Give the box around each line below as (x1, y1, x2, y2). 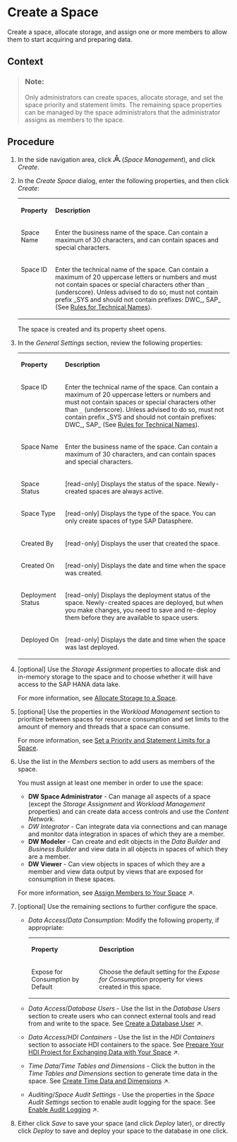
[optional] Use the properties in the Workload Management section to (17, 707, 221, 716)
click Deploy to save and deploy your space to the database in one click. (17, 1126, 229, 1135)
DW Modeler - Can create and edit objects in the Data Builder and (28, 837, 221, 845)
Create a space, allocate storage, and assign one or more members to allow (7, 28, 228, 36)
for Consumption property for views (99, 975, 203, 983)
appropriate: (28, 923, 64, 931)
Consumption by (31, 975, 80, 983)
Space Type (20, 510, 56, 518)
